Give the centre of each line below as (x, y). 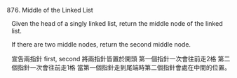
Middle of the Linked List (57, 10)
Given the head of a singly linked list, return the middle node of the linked (117, 23)
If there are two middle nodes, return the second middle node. (101, 44)
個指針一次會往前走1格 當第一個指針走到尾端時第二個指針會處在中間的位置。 (121, 68)
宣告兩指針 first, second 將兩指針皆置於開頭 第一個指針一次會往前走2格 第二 (121, 59)
